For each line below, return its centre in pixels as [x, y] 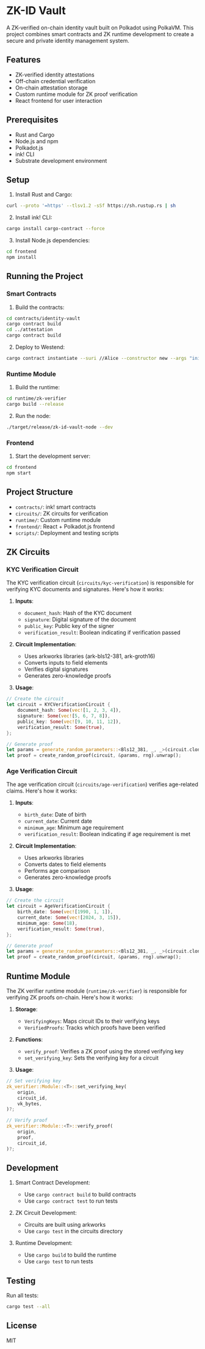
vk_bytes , [30, 1104]
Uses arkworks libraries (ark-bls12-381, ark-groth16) [90, 656]
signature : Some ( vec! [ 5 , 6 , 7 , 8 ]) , [64, 716]
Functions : [29, 1040]
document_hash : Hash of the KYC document [78, 613]
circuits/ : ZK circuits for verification [62, 513]
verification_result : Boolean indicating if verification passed [102, 633]
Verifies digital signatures [56, 669]
